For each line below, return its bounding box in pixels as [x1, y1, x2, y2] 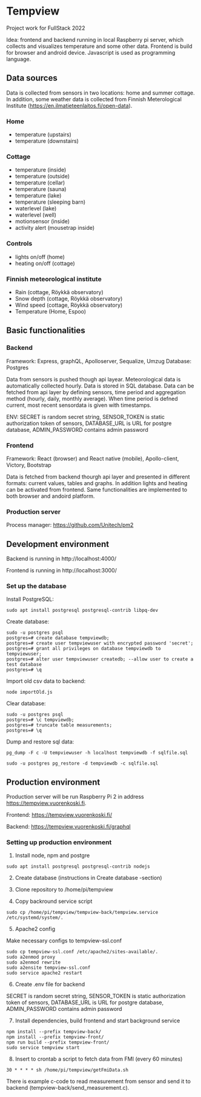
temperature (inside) [15, 166, 67, 173]
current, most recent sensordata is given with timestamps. [6, 401, 151, 409]
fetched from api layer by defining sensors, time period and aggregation [6, 388, 186, 395]
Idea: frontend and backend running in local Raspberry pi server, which [6, 36, 183, 43]
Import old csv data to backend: [6, 677, 86, 685]
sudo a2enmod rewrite [6, 959, 61, 965]
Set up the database [6, 582, 67, 590]
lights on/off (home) [15, 253, 65, 260]
